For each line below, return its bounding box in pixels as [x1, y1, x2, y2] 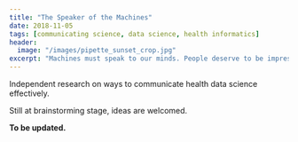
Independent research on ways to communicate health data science [9, 79, 258, 89]
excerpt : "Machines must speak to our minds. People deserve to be [9, 54, 264, 63]
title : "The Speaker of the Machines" [9, 12, 153, 22]
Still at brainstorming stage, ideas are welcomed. [9, 106, 188, 115]
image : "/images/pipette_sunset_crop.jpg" [17, 46, 176, 55]
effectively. [9, 88, 51, 99]
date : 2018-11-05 [9, 21, 74, 30]
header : [9, 37, 38, 47]
